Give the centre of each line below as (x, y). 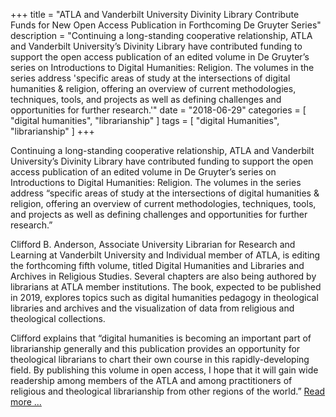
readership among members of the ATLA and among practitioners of (151, 380)
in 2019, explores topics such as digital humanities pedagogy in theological (164, 297)
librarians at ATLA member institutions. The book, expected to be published (166, 287)
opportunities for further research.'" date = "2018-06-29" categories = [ (158, 110)
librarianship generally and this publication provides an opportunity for (155, 348)
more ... (26, 402)
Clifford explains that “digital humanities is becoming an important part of (161, 338)
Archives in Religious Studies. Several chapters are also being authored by (163, 276)
